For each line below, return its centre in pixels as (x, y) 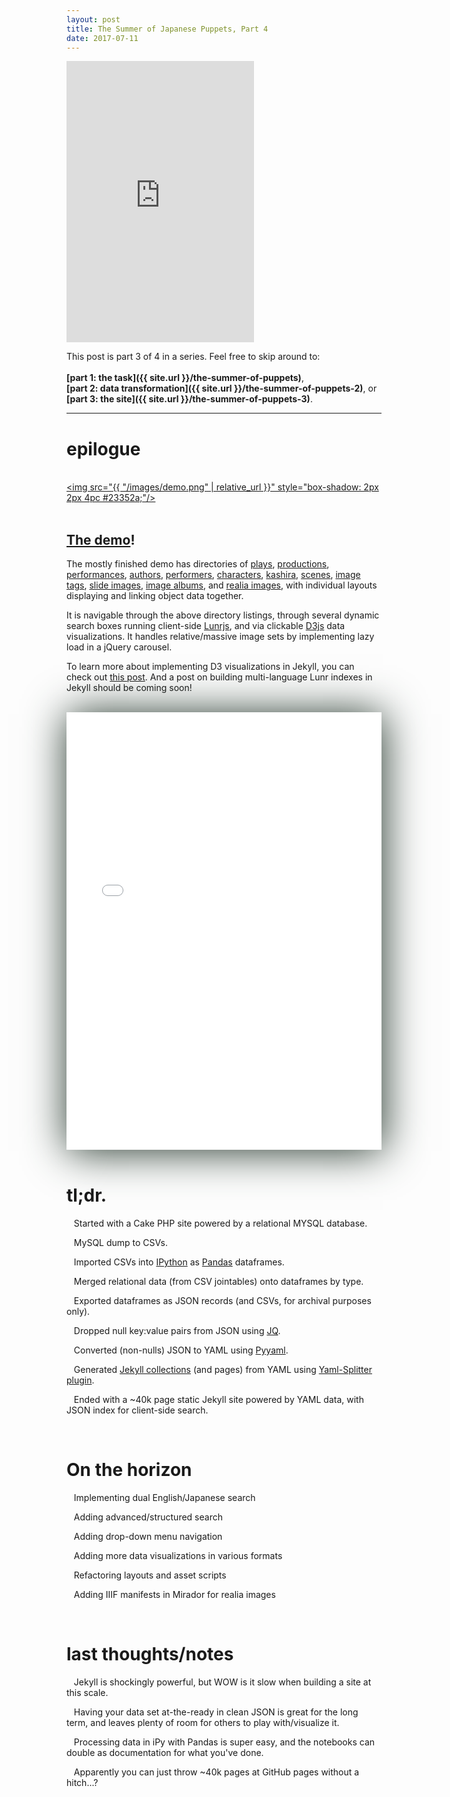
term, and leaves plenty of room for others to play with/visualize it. (203, 1722)
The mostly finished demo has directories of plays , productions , (198, 564)
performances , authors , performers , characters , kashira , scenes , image (213, 575)
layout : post (93, 19)
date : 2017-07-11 (102, 38)
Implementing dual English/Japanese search (164, 1497)
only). (78, 1312)
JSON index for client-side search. (137, 1410)
